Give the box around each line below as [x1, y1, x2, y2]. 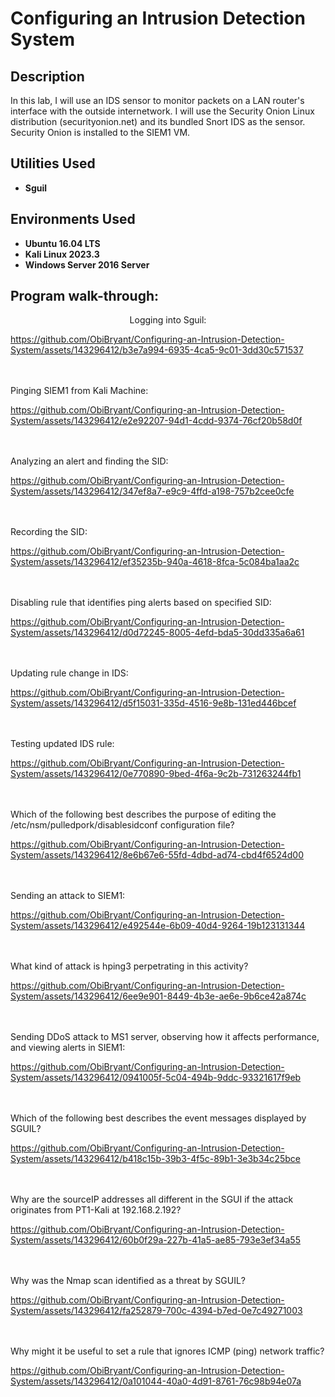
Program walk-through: [10, 288, 160, 305]
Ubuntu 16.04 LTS [24, 237, 101, 249]
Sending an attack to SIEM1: [10, 890, 126, 902]
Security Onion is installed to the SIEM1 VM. [10, 127, 191, 138]
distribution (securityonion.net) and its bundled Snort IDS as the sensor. [10, 116, 306, 127]
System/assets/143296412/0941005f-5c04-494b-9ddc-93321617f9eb [10, 1072, 302, 1084]
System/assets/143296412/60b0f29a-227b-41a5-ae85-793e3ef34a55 [10, 1234, 301, 1246]
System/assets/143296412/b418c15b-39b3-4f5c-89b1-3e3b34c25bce [10, 1153, 301, 1165]
